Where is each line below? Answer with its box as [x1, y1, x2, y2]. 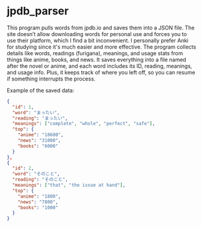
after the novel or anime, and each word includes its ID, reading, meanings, [7, 62, 192, 70]
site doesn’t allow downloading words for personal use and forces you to [7, 30, 187, 37]
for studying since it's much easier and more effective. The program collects [7, 43, 197, 50]
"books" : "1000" [17, 204, 59, 211]
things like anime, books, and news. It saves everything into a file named [7, 56, 186, 63]
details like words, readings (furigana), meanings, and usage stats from [7, 49, 183, 56]
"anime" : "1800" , [17, 193, 61, 199]
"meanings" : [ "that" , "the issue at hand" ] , [12, 182, 126, 189]
